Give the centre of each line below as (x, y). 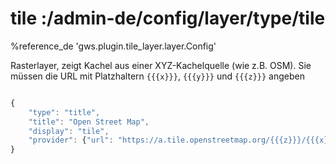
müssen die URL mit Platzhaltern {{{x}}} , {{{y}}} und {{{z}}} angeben (157, 76)
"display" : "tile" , (69, 131)
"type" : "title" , (64, 112)
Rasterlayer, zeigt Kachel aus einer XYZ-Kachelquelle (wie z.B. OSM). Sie (161, 65)
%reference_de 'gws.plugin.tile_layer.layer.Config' (113, 46)
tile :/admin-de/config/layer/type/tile (168, 18)
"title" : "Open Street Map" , (89, 122)
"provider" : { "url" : (71, 140)
